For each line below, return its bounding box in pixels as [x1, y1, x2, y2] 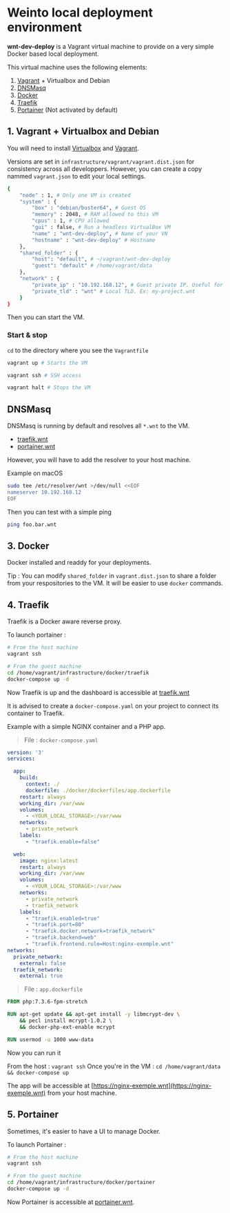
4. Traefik [7, 599, 50, 611]
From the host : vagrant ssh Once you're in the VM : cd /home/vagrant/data [7, 1062, 221, 1070]
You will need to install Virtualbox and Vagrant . [7, 143, 139, 152]
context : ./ [25, 781, 60, 788]
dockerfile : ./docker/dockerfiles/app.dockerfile [25, 787, 171, 794]
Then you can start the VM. [7, 313, 85, 321]
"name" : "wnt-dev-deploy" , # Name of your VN [32, 230, 168, 237]
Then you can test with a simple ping [7, 508, 112, 516]
